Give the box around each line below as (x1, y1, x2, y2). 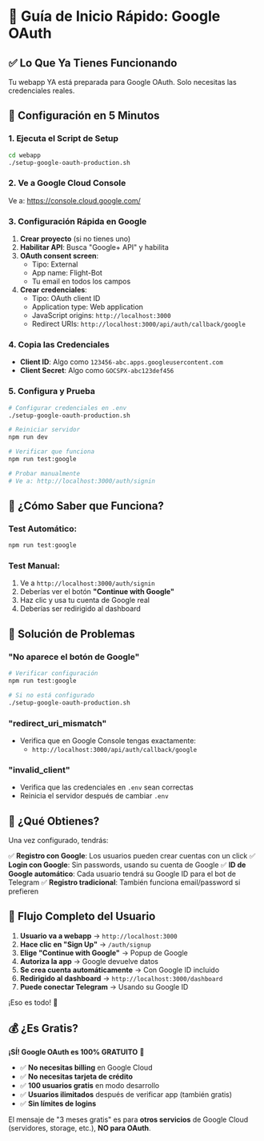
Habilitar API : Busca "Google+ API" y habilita (19, 243, 170, 252)
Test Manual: (8, 560, 60, 572)
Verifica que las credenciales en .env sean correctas (19, 782, 194, 792)
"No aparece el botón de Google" (8, 651, 140, 662)
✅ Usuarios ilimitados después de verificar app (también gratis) (19, 1089, 233, 1099)
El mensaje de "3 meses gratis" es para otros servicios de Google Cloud (8, 1115, 249, 1124)
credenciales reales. (8, 86, 75, 95)
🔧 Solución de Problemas (8, 627, 135, 641)
